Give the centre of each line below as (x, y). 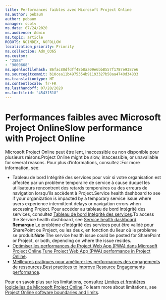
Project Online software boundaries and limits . (52, 293)
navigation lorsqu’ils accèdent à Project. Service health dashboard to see (86, 193)
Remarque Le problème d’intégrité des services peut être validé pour (83, 225)
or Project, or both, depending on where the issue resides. (72, 240)
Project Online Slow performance (74, 128)
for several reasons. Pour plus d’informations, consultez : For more (73, 163)
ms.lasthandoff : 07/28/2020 (34, 88)
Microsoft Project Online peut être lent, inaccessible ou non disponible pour (82, 152)
